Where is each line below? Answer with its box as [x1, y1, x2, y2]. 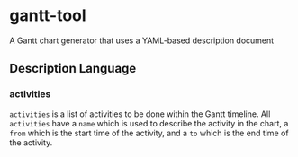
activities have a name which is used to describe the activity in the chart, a [9, 118, 289, 128]
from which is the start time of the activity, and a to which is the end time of [9, 127, 290, 138]
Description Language [9, 61, 137, 76]
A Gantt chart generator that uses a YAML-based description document [9, 35, 275, 46]
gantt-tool [9, 5, 87, 26]
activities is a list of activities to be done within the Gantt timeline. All [9, 109, 271, 119]
